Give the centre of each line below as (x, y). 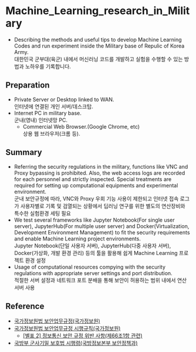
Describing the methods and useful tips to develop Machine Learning (98, 39)
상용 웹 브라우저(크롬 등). (52, 133)
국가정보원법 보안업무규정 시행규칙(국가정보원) (67, 328)
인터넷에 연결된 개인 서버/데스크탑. (54, 106)
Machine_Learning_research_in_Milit (98, 11)
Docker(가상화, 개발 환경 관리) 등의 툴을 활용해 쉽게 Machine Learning (96, 253)
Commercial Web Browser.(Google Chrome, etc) (81, 126)
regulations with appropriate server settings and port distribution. (93, 273)
